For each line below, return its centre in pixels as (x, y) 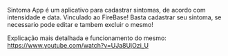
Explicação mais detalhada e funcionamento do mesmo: (87, 38)
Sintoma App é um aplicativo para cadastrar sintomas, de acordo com (106, 10)
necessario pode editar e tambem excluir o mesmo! (80, 25)
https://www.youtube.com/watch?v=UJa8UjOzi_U (78, 45)
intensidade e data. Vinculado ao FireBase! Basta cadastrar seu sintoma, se (114, 17)
